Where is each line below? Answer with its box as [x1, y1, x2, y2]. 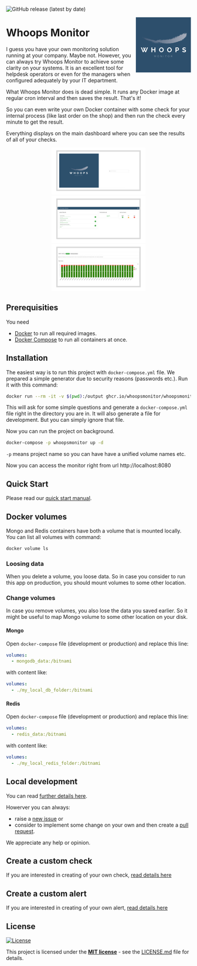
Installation [6, 353, 48, 363]
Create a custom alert [6, 888, 87, 898]
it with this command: [6, 381, 58, 388]
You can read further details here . [6, 792, 88, 800]
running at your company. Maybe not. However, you [6, 52, 131, 59]
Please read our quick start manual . [6, 495, 92, 502]
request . [14, 827, 35, 835]
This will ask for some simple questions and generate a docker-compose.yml [6, 404, 188, 411]
